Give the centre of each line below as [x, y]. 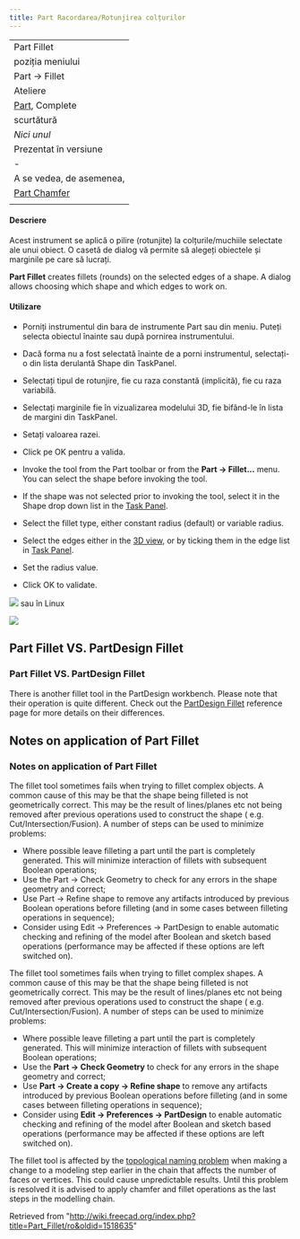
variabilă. [39, 391]
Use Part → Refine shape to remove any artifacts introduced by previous [155, 899]
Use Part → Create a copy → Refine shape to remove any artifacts [145, 1086]
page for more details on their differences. [87, 712]
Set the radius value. [60, 567]
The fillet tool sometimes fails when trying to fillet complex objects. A [137, 786]
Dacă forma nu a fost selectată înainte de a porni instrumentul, [137, 354]
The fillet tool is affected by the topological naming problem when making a [149, 1161]
